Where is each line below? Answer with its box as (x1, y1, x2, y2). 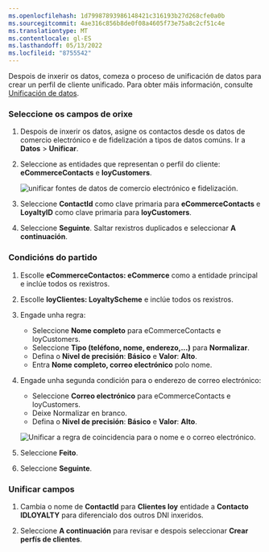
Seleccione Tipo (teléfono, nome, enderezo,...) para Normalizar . (31, 343, 250, 352)
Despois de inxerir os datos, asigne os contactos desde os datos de (19, 126, 246, 137)
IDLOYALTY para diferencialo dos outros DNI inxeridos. (19, 510, 204, 520)
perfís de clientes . (19, 534, 83, 544)
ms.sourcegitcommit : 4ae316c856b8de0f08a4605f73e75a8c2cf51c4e (8, 19, 226, 27)
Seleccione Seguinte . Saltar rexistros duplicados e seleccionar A (19, 223, 236, 233)
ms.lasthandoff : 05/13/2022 (8, 42, 103, 50)
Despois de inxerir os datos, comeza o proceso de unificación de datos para (8, 72, 262, 80)
